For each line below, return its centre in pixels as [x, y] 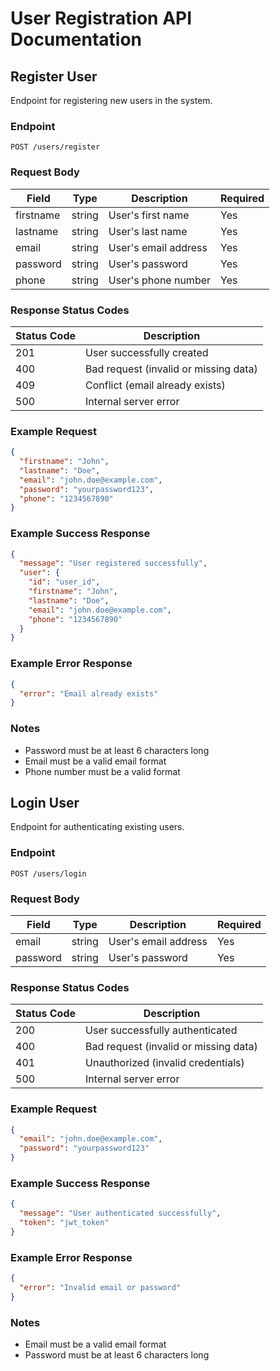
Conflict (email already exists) [155, 385]
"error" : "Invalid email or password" [100, 1288]
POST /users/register [55, 147]
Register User [54, 76]
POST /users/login [48, 873]
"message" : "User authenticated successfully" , [120, 1213]
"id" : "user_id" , [64, 582]
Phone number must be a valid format [102, 771]
